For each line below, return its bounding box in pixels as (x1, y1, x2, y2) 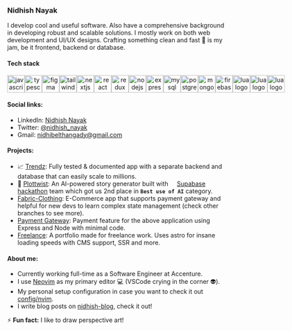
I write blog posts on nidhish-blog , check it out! (17, 302, 153, 310)
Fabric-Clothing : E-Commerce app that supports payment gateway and (17, 194, 221, 202)
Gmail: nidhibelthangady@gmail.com (17, 130, 123, 138)
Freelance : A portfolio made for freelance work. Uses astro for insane (17, 231, 216, 239)
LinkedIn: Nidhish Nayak (17, 116, 87, 124)
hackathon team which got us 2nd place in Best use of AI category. (17, 186, 213, 195)
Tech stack (7, 59, 40, 67)
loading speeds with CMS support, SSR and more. (17, 238, 161, 247)
